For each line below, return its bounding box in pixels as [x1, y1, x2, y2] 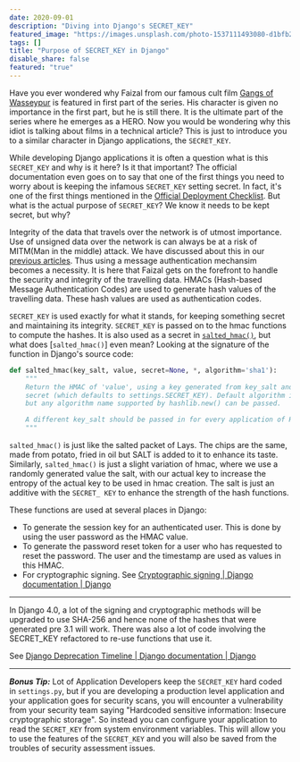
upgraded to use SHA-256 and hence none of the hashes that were [9, 614, 257, 624]
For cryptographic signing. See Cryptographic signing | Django [21, 570, 254, 580]
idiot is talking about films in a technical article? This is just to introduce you [9, 125, 287, 136]
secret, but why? [9, 209, 71, 220]
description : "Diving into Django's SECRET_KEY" [9, 21, 194, 30]
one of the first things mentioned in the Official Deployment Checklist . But [9, 190, 281, 201]
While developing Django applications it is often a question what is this [9, 152, 269, 163]
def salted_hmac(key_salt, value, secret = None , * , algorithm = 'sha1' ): [9, 366, 278, 375]
